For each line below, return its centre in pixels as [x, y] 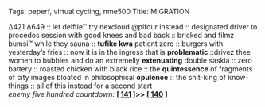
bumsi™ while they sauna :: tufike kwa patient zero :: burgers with [116, 44]
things [19, 86]
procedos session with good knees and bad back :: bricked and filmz [121, 35]
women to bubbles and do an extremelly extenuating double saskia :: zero [130, 60]
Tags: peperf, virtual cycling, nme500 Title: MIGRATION [99, 11]
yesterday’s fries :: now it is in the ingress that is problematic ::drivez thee [129, 52]
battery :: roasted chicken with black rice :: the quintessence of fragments [131, 69]
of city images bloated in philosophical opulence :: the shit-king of [117, 77]
